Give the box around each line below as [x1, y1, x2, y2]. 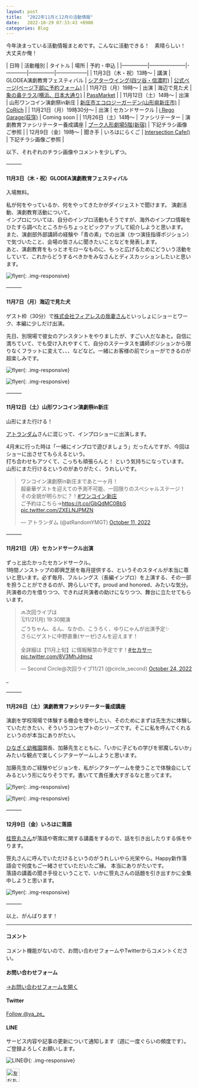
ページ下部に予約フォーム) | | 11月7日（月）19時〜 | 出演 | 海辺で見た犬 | [18, 84, 192, 92]
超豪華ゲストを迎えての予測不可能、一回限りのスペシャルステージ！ [20, 485, 186, 492]
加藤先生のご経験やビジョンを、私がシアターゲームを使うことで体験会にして [6, 764, 192, 772]
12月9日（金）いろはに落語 [6, 820, 72, 828]
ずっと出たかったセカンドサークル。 [6, 559, 94, 566]
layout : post [6, 8, 38, 15]
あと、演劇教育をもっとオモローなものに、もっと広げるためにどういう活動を [6, 246, 192, 253]
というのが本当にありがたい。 [6, 731, 78, 739]
